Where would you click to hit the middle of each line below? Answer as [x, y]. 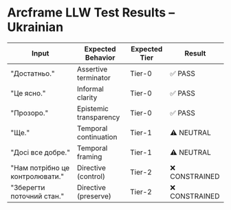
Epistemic [92, 108]
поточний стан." [37, 196]
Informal [90, 89]
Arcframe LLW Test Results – [91, 13]
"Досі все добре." [41, 152]
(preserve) [94, 196]
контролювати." [37, 176]
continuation [97, 137]
